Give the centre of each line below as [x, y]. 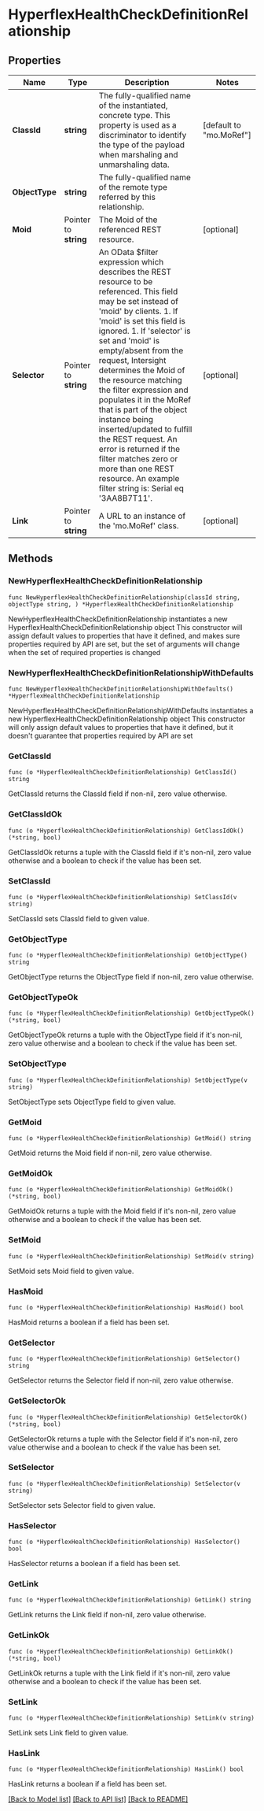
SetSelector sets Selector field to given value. [82, 1505]
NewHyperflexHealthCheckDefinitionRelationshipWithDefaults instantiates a [131, 710]
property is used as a [137, 125]
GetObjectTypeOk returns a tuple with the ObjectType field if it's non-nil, [125, 1035]
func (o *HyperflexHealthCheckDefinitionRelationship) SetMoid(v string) [132, 1256]
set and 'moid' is [129, 341]
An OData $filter [128, 252]
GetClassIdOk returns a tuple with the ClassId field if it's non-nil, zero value [130, 852]
